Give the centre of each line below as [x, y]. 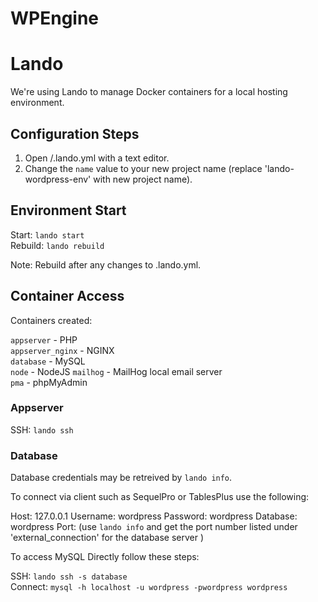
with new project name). [143, 179]
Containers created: [51, 320]
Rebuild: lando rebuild [57, 245]
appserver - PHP [44, 339]
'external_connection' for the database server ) [107, 538]
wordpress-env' [58, 179]
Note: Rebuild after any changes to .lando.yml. [106, 264]
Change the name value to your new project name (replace [143, 168]
